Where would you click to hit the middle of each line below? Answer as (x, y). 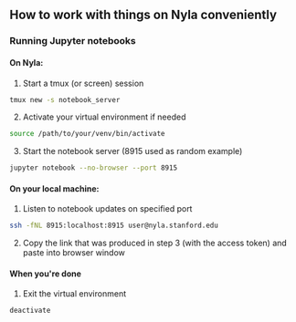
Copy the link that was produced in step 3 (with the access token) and (155, 243)
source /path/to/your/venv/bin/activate (88, 134)
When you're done (46, 274)
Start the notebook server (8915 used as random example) (132, 151)
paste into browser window (74, 253)
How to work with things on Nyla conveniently (143, 15)
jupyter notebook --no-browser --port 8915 (94, 168)
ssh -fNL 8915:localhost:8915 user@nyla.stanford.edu (114, 226)
